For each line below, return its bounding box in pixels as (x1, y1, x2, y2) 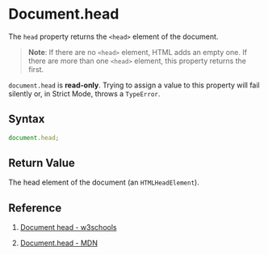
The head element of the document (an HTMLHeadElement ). (8, 177, 199, 187)
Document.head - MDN (19, 238, 98, 248)
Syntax (8, 113, 45, 126)
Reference (8, 201, 62, 215)
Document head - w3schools (19, 223, 117, 232)
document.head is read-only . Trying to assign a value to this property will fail (8, 80, 260, 90)
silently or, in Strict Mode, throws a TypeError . (8, 88, 161, 98)
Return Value (8, 156, 75, 170)
